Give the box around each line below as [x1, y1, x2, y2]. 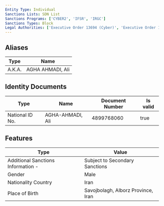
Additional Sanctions [7, 157, 55, 164]
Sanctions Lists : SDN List [5, 12, 60, 17]
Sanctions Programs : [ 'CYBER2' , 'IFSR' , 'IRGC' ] [5, 16, 106, 21]
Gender [7, 171, 25, 178]
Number [103, 103, 123, 110]
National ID [7, 111, 33, 118]
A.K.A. [7, 66, 22, 73]
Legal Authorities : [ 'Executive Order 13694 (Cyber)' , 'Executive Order [5, 25, 156, 30]
